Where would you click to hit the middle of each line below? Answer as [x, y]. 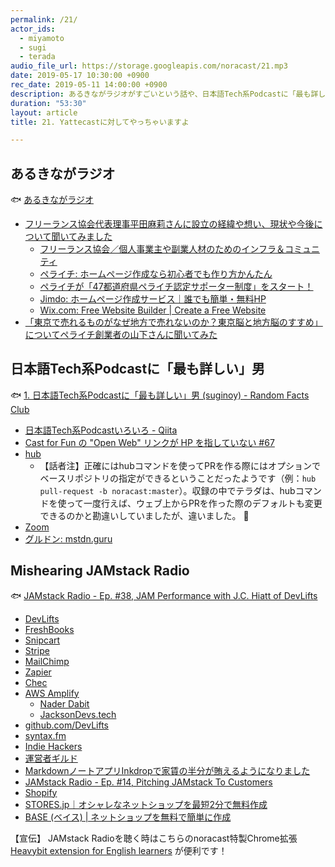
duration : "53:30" [48, 103]
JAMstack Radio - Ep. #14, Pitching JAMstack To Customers [148, 782]
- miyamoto [42, 38]
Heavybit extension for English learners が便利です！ [119, 850]
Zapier [38, 672]
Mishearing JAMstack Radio [100, 571]
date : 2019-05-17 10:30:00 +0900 [80, 76]
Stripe [37, 650]
